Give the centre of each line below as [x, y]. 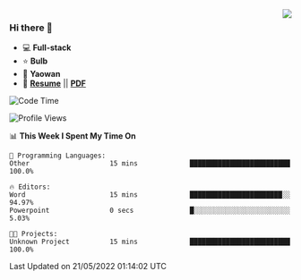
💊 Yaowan [41, 74]
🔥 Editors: [30, 187]
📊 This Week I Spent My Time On [73, 136]
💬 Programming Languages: [57, 156]
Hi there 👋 [31, 28]
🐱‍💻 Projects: [34, 234]
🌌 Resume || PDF [54, 83]
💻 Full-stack [47, 47]
